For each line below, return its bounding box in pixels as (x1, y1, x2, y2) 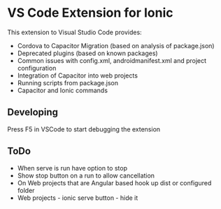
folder (17, 186, 35, 194)
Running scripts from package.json (17, 78, 119, 87)
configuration (17, 64, 57, 72)
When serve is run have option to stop (17, 164, 128, 172)
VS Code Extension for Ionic (7, 5, 173, 21)
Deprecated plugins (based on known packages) (17, 49, 159, 57)
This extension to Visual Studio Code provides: (7, 28, 142, 36)
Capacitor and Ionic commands (17, 86, 108, 94)
